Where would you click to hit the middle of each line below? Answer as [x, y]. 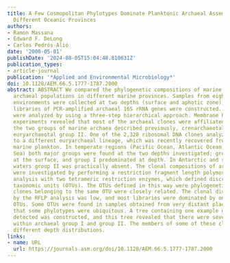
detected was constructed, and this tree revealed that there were [112, 217]
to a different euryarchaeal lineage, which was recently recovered [113, 141]
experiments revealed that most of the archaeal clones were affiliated [119, 122]
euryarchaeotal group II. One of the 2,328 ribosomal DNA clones [108, 134]
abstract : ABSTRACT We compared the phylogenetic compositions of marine [115, 90]
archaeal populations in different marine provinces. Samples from [112, 97]
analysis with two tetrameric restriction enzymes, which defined [110, 179]
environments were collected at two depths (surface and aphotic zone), [119, 103]
